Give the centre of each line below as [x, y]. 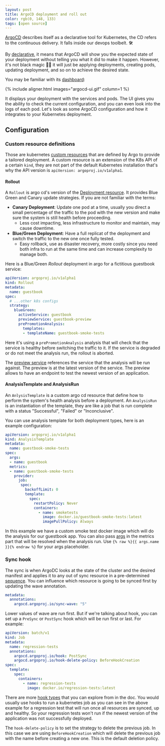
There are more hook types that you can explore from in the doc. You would [82, 697]
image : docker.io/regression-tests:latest [71, 688]
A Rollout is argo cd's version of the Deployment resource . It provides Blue [82, 193]
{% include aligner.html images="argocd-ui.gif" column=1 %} [67, 89]
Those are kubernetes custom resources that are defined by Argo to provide [82, 154]
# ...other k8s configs [34, 301]
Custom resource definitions [40, 144]
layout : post [18, 10]
